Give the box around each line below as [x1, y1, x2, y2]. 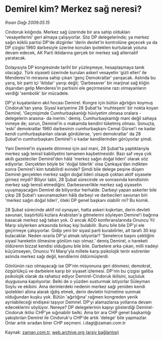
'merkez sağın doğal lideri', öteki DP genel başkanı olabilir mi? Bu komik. [5, 197, 150, 203]
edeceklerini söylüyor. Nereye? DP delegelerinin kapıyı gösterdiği [5, 304, 135, 310]
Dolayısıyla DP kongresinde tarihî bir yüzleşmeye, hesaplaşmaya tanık [5, 64, 145, 70]
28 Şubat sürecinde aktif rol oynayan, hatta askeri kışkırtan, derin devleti [5, 206, 150, 213]
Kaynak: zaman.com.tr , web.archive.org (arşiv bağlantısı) [5, 329, 119, 335]
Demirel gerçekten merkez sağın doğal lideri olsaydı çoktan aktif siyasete [5, 171, 152, 177]
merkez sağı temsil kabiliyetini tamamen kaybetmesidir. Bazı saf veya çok [5, 150, 152, 157]
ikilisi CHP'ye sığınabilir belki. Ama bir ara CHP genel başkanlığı [24, 309, 151, 315]
